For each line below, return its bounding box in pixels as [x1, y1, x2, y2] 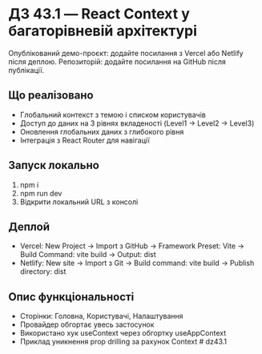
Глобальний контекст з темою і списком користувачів [19, 110, 206, 119]
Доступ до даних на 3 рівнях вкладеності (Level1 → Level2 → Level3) [19, 118, 255, 128]
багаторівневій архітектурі [8, 22, 198, 40]
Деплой [8, 219, 50, 233]
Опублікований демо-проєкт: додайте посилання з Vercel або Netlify [8, 48, 244, 58]
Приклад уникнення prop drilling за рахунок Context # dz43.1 [19, 337, 228, 347]
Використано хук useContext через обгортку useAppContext [19, 328, 227, 338]
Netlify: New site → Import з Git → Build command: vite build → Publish [19, 258, 255, 268]
